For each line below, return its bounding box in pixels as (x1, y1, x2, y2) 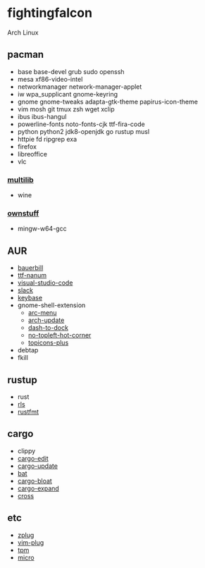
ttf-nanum (17, 271, 47, 280)
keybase (17, 294, 43, 302)
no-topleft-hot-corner (27, 331, 92, 340)
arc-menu (27, 309, 57, 317)
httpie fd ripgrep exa (17, 135, 77, 143)
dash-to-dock (27, 323, 69, 332)
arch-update (27, 316, 65, 325)
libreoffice (17, 149, 48, 158)
